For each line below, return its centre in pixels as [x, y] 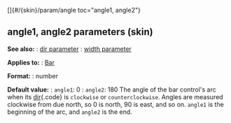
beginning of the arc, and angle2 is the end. [70, 112]
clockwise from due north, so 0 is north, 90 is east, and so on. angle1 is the [115, 104]
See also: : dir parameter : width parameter [69, 49]
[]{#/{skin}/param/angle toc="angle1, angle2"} [74, 10]
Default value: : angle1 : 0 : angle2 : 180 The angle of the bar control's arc [112, 89]
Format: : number [33, 75]
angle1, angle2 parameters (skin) [80, 32]
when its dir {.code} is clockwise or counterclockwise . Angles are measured [115, 96]
